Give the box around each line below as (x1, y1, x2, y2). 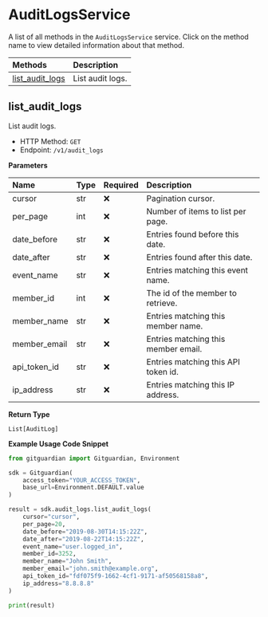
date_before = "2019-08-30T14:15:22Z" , (22, 528, 148, 536)
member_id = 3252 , (22, 550, 77, 558)
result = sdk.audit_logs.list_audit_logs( (8, 505, 152, 513)
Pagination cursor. (146, 193, 215, 204)
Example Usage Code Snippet (8, 438, 109, 448)
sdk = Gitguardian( (8, 469, 73, 477)
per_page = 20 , (22, 520, 66, 528)
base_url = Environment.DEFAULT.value (22, 484, 145, 492)
